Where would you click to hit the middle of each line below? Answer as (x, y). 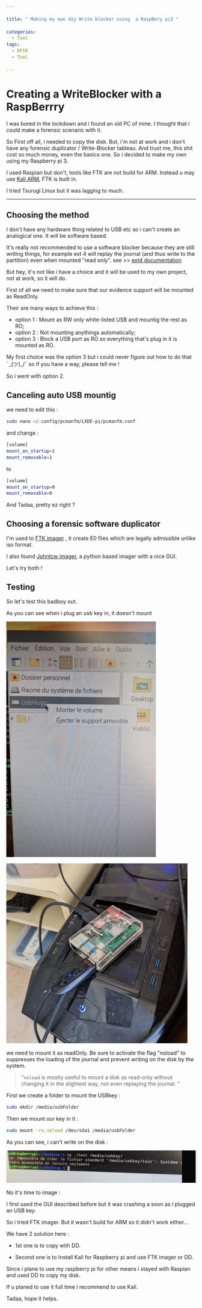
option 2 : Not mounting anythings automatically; (75, 333)
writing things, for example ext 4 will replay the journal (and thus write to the (101, 254)
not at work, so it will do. (37, 278)
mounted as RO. (35, 346)
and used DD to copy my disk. (44, 1275)
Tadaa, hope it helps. (32, 1298)
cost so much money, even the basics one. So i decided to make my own (96, 154)
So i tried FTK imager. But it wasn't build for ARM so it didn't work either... (97, 1222)
